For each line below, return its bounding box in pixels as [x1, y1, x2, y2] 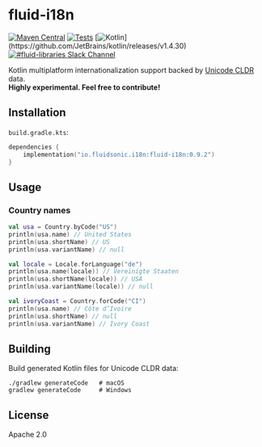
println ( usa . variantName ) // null [8, 245, 125, 254]
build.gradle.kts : [8, 127, 69, 137]
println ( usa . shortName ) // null [8, 312, 117, 320]
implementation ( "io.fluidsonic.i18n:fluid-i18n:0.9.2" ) [23, 150, 216, 158]
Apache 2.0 [8, 430, 47, 440]
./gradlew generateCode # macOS [8, 379, 125, 387]
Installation [8, 106, 66, 120]
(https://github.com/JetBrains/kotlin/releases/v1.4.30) [8, 40, 187, 50]
